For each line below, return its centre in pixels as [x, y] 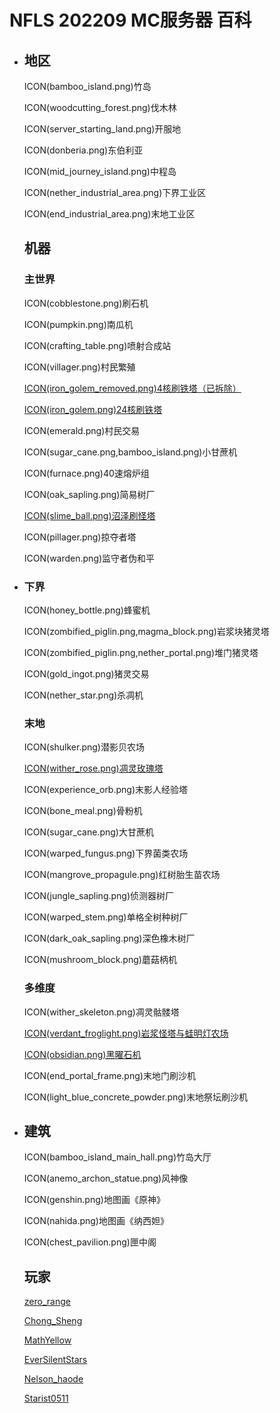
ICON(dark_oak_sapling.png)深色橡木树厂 [109, 938]
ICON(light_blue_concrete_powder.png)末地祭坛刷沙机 [135, 1097]
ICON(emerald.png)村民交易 [82, 430]
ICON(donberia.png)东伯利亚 [83, 150]
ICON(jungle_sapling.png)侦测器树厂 [99, 896]
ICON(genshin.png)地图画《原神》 [94, 1200]
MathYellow [47, 1340]
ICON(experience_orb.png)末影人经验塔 [106, 790]
